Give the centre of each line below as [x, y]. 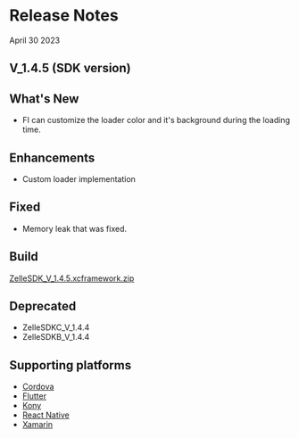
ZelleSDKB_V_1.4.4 [56, 337]
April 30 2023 [35, 40]
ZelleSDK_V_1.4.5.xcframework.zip [72, 278]
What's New [44, 99]
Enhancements [52, 157]
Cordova [38, 387]
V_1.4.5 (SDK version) [70, 68]
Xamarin [37, 425]
